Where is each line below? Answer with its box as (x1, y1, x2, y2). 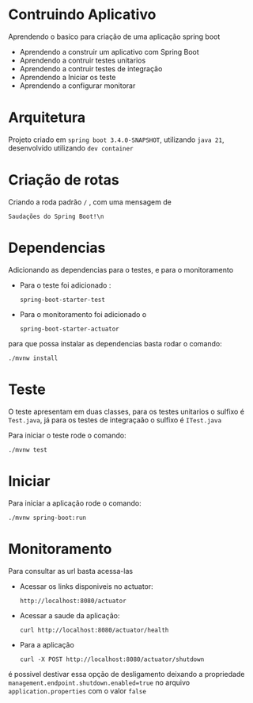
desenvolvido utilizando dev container (8, 143, 134, 152)
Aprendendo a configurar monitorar (19, 81, 136, 90)
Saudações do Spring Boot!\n (8, 212, 104, 220)
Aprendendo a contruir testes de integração (19, 63, 163, 73)
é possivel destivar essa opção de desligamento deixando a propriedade (8, 669, 245, 678)
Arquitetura (8, 109, 85, 127)
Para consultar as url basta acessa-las (8, 566, 133, 575)
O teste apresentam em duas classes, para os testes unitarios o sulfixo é (8, 407, 245, 416)
